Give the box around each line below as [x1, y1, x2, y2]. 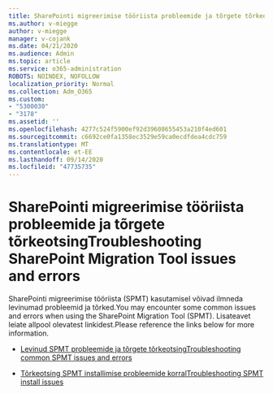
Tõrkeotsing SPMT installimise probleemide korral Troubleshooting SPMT [19, 369, 264, 379]
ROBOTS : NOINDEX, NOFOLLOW [8, 72, 100, 80]
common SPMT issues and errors [19, 353, 132, 362]
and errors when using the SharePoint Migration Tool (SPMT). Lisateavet [8, 311, 251, 321]
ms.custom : [8, 95, 45, 103]
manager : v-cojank [8, 34, 71, 43]
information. [8, 328, 50, 338]
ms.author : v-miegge [8, 19, 79, 28]
